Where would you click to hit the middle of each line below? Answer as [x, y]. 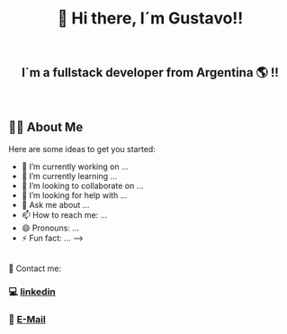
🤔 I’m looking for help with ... [74, 195]
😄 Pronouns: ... [50, 228]
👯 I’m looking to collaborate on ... [82, 185]
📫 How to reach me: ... [64, 214]
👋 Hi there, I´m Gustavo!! [150, 18]
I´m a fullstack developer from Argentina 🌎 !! [150, 72]
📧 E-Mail [27, 320]
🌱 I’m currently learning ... [69, 176]
